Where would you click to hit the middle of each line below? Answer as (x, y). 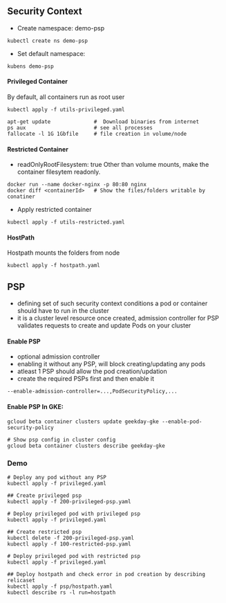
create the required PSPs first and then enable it (85, 379)
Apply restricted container (54, 210)
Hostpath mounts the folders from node (64, 253)
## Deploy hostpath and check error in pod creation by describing (106, 574)
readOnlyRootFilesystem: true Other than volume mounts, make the (113, 165)
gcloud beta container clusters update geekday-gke (83, 422)
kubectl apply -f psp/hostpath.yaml (60, 586)
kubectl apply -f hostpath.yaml (54, 266)
